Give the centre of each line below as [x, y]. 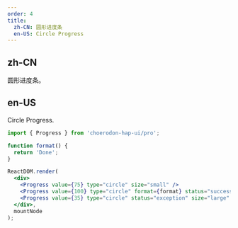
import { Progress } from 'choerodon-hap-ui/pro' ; [84, 133]
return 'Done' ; [36, 152]
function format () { [38, 146]
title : [17, 21]
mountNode [28, 211]
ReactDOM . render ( [33, 172]
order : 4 [20, 14]
